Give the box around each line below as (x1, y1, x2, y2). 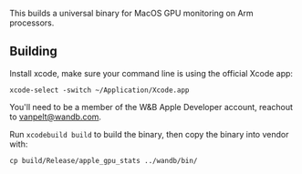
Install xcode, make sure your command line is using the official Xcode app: (9, 67, 294, 78)
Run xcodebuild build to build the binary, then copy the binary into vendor (9, 128, 289, 139)
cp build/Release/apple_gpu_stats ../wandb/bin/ (9, 156, 198, 165)
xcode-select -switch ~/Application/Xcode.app (9, 86, 190, 95)
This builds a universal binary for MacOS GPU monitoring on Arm (9, 8, 254, 18)
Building (9, 44, 57, 59)
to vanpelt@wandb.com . (9, 111, 102, 122)
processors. (9, 17, 55, 28)
